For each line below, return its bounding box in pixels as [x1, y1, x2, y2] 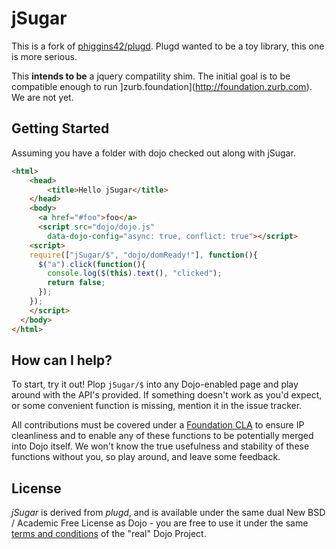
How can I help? [11, 352, 113, 369]
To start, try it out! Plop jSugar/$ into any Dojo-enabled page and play [11, 378, 299, 391]
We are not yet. [11, 91, 74, 103]
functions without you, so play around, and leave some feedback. [11, 451, 281, 463]
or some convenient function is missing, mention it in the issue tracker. [11, 400, 303, 412]
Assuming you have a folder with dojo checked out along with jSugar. [11, 147, 296, 159]
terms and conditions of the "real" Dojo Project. [11, 528, 207, 540]
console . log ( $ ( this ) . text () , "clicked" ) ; [47, 268, 223, 279]
